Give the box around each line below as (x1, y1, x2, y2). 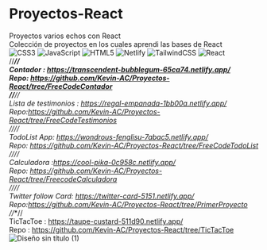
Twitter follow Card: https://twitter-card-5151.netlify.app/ (9, 191, 195, 201)
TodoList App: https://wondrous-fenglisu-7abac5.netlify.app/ (9, 132, 209, 141)
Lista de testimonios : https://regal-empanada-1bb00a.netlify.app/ (9, 98, 227, 108)
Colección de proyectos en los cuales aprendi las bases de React (9, 39, 223, 48)
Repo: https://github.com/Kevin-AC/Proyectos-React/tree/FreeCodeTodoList (9, 140, 259, 150)
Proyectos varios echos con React (9, 31, 122, 40)
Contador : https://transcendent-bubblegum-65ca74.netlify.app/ (9, 64, 231, 74)
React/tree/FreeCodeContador (9, 81, 113, 91)
